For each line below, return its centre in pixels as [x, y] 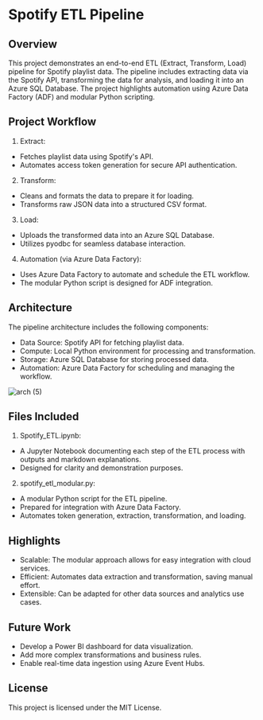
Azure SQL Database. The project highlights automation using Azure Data [128, 88]
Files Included [44, 416]
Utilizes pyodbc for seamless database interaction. [102, 243]
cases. [31, 602]
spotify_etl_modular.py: [57, 484]
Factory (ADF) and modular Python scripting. [81, 97]
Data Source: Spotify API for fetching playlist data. [102, 342]
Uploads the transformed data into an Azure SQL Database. [117, 235]
